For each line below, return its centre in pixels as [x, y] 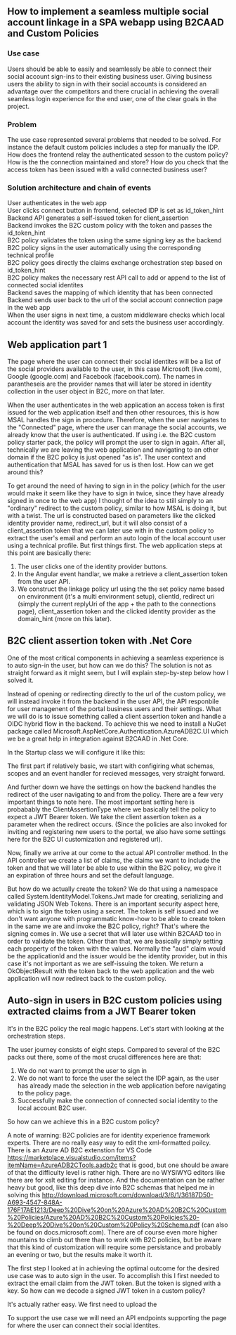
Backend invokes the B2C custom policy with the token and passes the [110, 226]
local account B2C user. [52, 1108]
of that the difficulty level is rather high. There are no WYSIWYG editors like [116, 1172]
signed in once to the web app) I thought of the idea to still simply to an [110, 501]
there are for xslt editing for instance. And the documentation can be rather [116, 1180]
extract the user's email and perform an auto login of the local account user [117, 538]
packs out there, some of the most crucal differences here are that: [104, 1057]
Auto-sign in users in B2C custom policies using [115, 1001]
